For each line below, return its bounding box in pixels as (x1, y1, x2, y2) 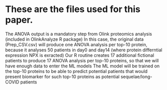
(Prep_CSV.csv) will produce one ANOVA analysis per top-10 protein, (5, 41, 147, 47)
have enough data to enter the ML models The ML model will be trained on (5, 63, 160, 69)
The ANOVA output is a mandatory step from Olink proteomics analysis (5, 31, 152, 37)
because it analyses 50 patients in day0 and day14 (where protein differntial (5, 47, 162, 53)
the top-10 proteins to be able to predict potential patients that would (5, 68, 148, 74)
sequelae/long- (120, 73, 152, 79)
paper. (5, 14, 33, 26)
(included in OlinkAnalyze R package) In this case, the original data (5, 36, 144, 42)
